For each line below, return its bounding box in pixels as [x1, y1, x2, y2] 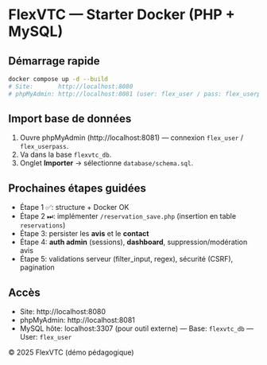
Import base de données [8, 112, 132, 126]
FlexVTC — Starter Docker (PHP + [8, 6, 236, 24]
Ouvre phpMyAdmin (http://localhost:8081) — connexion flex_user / [19, 133, 244, 142]
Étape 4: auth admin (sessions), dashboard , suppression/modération [19, 237, 248, 247]
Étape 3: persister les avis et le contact [19, 229, 149, 239]
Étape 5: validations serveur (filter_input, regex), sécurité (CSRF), [19, 254, 234, 264]
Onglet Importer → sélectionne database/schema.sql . [19, 158, 193, 168]
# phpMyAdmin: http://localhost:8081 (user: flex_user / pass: [8, 90, 222, 98]
